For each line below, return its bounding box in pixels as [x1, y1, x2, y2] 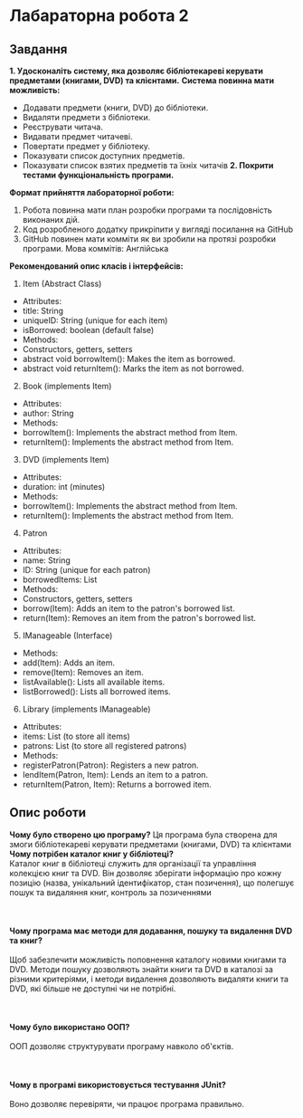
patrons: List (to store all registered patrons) [22, 741, 187, 751]
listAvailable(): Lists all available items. [22, 676, 166, 687]
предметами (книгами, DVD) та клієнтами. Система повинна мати [9, 75, 274, 86]
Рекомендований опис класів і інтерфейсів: [9, 261, 184, 272]
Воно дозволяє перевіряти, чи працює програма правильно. [9, 1098, 245, 1109]
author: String [22, 408, 74, 418]
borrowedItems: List [22, 574, 98, 585]
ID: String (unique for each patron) [22, 565, 151, 575]
